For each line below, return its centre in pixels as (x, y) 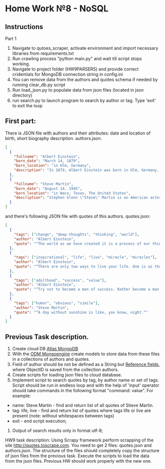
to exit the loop (27, 106)
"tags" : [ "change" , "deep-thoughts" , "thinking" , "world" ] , (77, 234)
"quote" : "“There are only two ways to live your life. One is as (83, 267)
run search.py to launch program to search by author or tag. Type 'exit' (84, 100)
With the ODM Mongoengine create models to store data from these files (86, 354)
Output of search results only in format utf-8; (57, 431)
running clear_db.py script (39, 85)
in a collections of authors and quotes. (51, 359)
